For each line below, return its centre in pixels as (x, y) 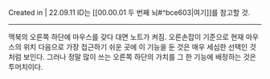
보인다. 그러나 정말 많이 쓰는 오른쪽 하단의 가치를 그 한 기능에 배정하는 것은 (140, 57)
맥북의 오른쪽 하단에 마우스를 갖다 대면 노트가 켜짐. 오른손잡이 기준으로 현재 (126, 37)
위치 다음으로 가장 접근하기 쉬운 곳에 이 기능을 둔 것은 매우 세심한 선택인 (135, 47)
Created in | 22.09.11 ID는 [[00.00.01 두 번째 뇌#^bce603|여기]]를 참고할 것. (129, 12)
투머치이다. (26, 67)
